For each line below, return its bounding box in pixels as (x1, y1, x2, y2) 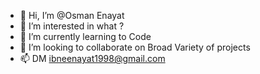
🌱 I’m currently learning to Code (19, 31, 152, 42)
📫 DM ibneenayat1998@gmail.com (19, 53, 166, 64)
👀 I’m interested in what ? (19, 20, 125, 32)
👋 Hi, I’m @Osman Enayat (19, 10, 125, 21)
